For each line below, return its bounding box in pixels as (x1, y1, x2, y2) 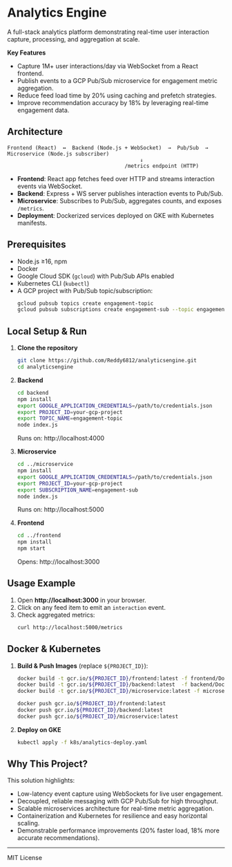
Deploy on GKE (17, 725, 61, 734)
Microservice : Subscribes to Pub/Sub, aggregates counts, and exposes (17, 196, 222, 205)
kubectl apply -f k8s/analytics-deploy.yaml (17, 738, 148, 746)
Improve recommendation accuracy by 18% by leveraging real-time (17, 98, 209, 106)
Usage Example (7, 577, 76, 589)
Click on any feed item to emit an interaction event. (17, 603, 166, 611)
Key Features (7, 48, 46, 57)
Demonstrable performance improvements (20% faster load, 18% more (17, 826, 220, 835)
